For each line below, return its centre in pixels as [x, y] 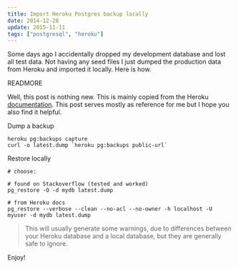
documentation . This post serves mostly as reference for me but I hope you [119, 105]
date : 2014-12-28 [33, 21]
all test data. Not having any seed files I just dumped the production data [114, 62]
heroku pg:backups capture [48, 139]
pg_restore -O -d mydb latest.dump [60, 191]
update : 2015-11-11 [36, 27]
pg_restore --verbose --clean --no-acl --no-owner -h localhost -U [110, 209]
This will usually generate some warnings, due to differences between [128, 228]
